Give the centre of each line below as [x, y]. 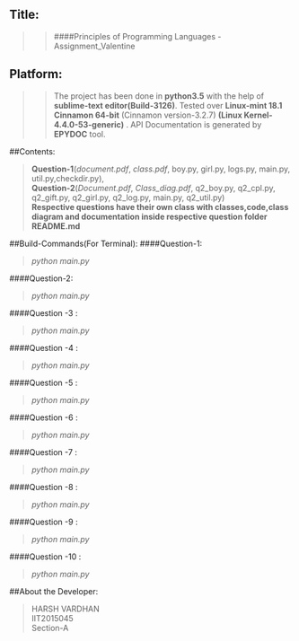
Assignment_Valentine [94, 46]
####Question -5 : [44, 382]
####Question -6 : [44, 417]
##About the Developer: [54, 591]
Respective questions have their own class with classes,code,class [160, 206]
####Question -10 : [45, 557]
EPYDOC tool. [79, 134]
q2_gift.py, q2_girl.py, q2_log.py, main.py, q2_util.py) [128, 198]
